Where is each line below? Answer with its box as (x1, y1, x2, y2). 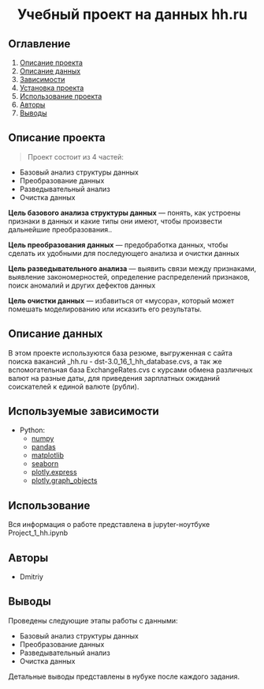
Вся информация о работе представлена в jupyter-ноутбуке (8, 520, 210, 529)
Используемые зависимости (8, 405, 159, 418)
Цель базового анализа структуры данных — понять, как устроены (8, 208, 241, 217)
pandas (31, 442, 57, 452)
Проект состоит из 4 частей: (27, 152, 125, 161)
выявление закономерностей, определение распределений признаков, (8, 272, 251, 281)
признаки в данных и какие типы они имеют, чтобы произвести (8, 216, 222, 226)
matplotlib (31, 450, 65, 460)
